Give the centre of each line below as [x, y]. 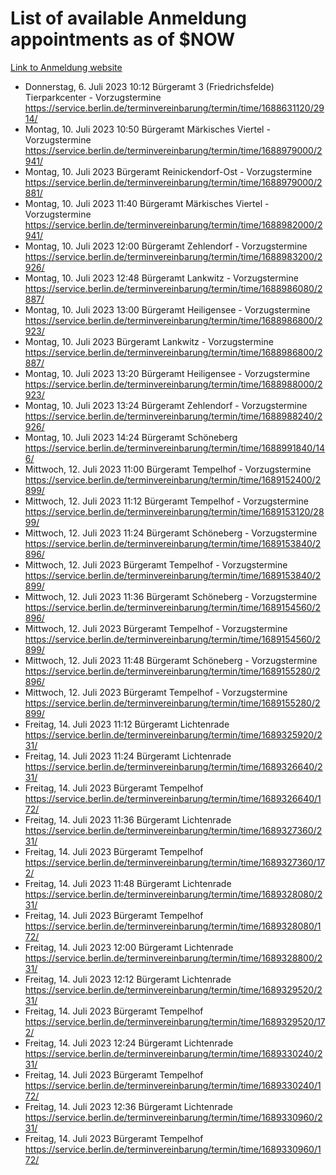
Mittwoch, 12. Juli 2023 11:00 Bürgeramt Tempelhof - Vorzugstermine [168, 469]
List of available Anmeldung [128, 18]
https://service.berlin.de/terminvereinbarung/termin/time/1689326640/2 [173, 766]
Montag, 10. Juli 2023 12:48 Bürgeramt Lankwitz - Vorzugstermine [161, 278]
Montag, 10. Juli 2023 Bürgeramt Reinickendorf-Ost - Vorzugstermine [168, 171]
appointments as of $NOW [123, 39]
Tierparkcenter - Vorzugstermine [93, 97]
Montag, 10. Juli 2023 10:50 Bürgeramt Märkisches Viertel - [147, 129]
